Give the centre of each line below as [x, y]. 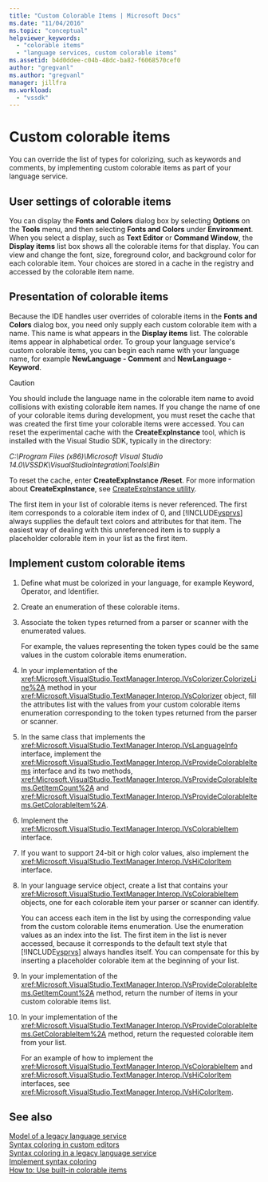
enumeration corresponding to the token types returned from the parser [139, 712]
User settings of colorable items [90, 201]
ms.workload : [31, 90]
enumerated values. [53, 631]
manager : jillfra [38, 82]
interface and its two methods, [83, 771]
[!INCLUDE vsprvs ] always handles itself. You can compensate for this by [140, 952]
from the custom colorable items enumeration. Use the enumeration [132, 926]
